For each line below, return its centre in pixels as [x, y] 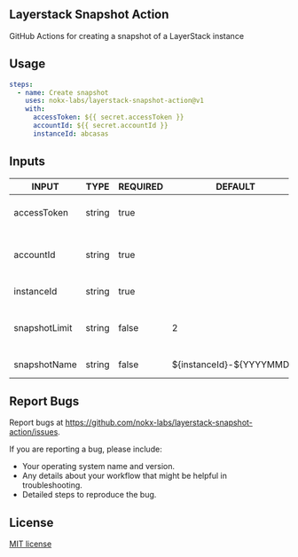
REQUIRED [141, 186]
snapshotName [45, 365]
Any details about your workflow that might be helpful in [125, 476]
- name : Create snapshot [63, 92]
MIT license [31, 544]
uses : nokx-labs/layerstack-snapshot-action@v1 [114, 101]
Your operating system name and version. [98, 467]
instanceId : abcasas [71, 133]
